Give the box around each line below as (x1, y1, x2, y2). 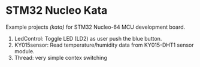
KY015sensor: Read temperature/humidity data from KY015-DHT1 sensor (14, 41, 194, 48)
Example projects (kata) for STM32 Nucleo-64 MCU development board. (5, 23, 186, 31)
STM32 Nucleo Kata (5, 4, 108, 17)
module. (14, 47, 35, 54)
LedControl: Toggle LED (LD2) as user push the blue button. (14, 35, 162, 42)
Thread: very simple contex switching (14, 54, 107, 61)
